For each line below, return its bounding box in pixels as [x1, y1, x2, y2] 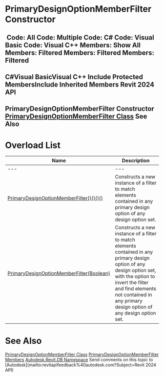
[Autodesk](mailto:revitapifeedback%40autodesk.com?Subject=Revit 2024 [5, 362, 157, 368]
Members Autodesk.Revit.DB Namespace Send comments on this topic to [5, 357, 153, 363]
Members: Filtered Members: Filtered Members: [5, 48, 155, 57]
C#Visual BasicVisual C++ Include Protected [5, 72, 143, 81]
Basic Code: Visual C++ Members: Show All [5, 41, 141, 49]
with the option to [115, 273, 155, 280]
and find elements [115, 285, 157, 292]
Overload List [5, 139, 61, 151]
